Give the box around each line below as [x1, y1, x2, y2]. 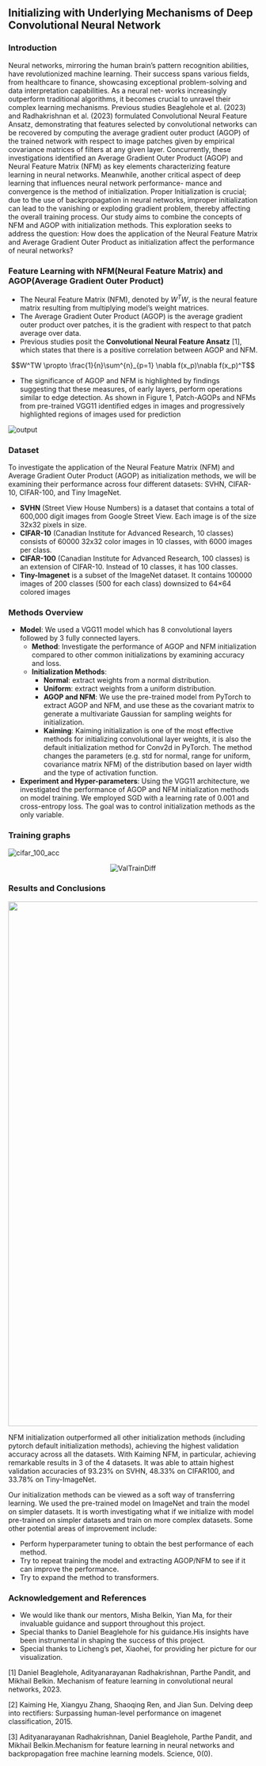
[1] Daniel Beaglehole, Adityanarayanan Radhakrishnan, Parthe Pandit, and [8, 1668, 251, 1677]
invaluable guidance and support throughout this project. [19, 1619, 206, 1628]
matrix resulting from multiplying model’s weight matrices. [19, 303, 210, 312]
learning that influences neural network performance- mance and [8, 178, 222, 188]
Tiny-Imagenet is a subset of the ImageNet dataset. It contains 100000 [19, 570, 253, 580]
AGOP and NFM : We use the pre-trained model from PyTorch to [43, 692, 252, 702]
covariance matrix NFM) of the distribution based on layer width [43, 759, 253, 769]
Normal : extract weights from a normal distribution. [43, 676, 211, 685]
